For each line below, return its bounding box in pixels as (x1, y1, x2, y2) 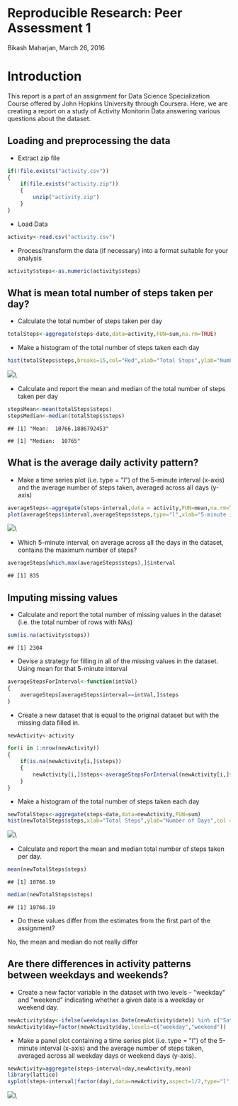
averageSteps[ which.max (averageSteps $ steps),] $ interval (7, 560, 176, 567)
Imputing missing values (7, 592, 118, 604)
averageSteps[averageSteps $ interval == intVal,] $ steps (20, 691, 179, 699)
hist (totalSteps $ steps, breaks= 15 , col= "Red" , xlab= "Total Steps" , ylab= (7, 357, 217, 364)
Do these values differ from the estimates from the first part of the (17, 916, 211, 925)
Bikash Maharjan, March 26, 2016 (7, 43, 105, 52)
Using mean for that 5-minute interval (17, 665, 127, 672)
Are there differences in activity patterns (7, 958, 191, 970)
